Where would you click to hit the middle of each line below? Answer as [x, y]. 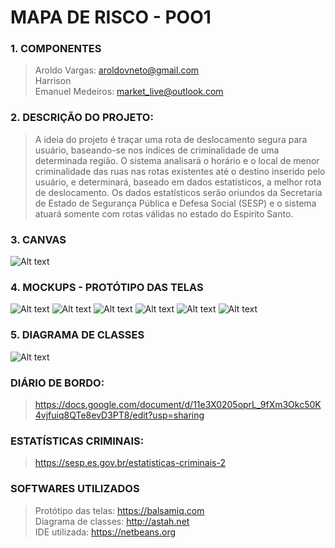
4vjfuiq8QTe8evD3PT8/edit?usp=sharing [119, 415]
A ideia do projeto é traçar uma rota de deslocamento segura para [171, 139]
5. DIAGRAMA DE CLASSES [77, 335]
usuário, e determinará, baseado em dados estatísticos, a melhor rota [178, 182]
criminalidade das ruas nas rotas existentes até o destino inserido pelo [180, 171]
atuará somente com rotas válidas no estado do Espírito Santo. [164, 213]
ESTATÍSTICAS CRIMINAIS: [77, 441]
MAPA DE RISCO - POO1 [111, 17]
